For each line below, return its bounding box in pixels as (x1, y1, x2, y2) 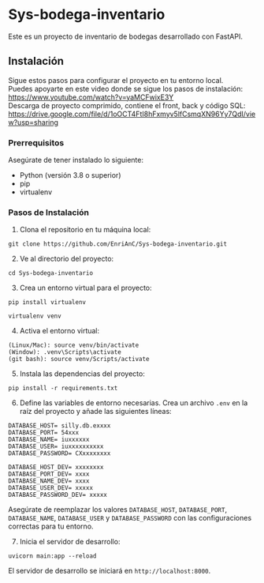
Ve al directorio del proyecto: (19, 254, 114, 264)
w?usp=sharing (8, 117, 59, 127)
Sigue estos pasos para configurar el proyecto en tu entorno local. (8, 75, 224, 85)
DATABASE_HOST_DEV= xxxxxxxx (8, 464, 104, 472)
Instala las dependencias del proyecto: (19, 369, 146, 378)
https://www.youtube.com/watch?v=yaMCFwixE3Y (8, 92, 174, 102)
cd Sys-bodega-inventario (8, 269, 93, 277)
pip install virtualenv (8, 299, 87, 307)
